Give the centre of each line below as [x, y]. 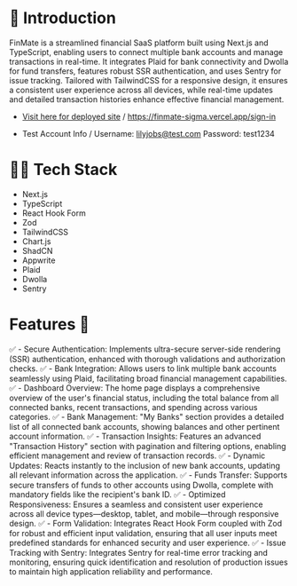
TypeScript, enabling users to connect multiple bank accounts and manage [146, 51]
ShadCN [37, 250]
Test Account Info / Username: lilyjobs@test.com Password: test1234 [148, 133]
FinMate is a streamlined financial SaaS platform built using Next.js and [139, 43]
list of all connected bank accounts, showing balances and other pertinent [145, 426]
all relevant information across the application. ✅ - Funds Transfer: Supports [148, 475]
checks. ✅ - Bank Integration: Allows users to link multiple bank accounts [143, 368]
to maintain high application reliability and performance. [111, 571]
